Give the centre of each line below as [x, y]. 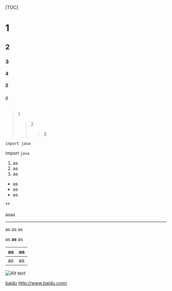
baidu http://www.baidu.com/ [36, 283]
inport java [18, 143]
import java [17, 153]
